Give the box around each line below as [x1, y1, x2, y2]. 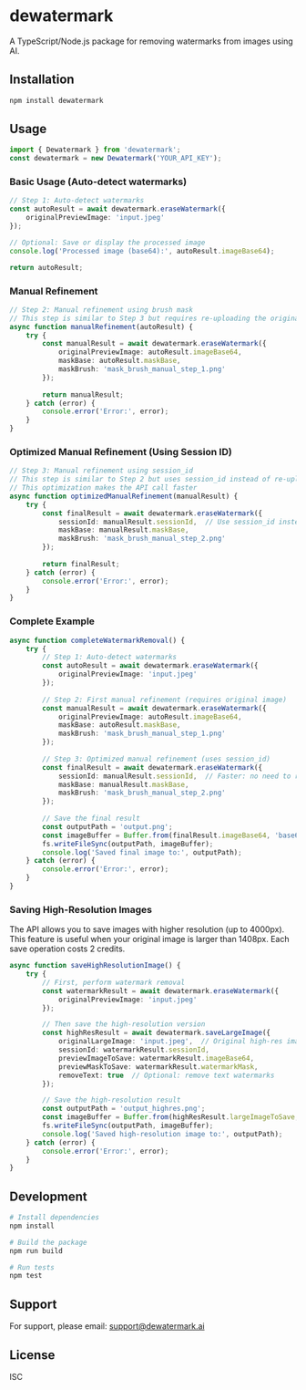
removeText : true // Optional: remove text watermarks [57, 1071, 275, 1080]
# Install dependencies [9, 1213, 100, 1222]
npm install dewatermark [9, 96, 104, 105]
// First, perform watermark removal [42, 978, 185, 987]
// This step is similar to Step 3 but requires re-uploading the [9, 314, 267, 323]
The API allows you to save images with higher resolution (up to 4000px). [9, 924, 285, 935]
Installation [9, 72, 75, 88]
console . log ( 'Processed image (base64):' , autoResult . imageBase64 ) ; [9, 246, 275, 255]
